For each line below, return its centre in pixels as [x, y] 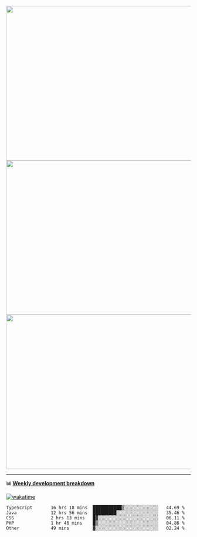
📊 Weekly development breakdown [50, 483]
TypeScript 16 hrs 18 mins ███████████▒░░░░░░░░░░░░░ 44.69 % [95, 508]
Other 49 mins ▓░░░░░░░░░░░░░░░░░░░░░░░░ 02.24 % [95, 528]
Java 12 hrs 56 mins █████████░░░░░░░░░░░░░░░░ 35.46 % [95, 513]
